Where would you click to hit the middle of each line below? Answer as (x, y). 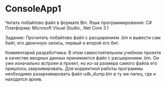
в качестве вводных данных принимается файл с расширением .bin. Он (82, 57)
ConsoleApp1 (33, 9)
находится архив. (24, 79)
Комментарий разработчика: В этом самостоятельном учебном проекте (83, 52)
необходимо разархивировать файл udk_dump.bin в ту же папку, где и (80, 73)
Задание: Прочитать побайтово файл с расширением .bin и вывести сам (83, 37)
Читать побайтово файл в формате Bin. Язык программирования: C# (78, 22)
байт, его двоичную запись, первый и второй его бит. (62, 42)
